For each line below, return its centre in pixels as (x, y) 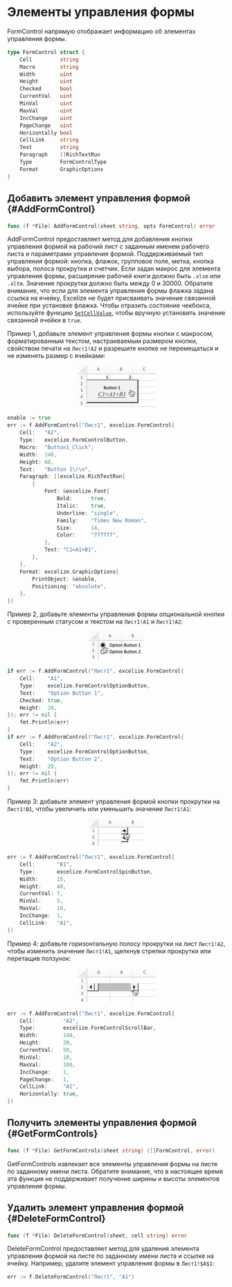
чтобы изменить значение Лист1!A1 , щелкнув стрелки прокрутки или (109, 951)
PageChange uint (46, 126)
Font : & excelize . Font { (77, 491)
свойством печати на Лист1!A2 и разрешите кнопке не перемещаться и (113, 348)
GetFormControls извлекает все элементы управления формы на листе (113, 1164)
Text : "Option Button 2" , (62, 759)
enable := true (29, 418)
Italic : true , (82, 506)
